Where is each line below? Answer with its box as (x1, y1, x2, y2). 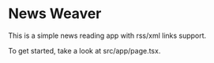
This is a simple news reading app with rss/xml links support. (8, 31, 207, 40)
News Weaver (8, 5, 102, 23)
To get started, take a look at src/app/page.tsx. (8, 46, 161, 55)
